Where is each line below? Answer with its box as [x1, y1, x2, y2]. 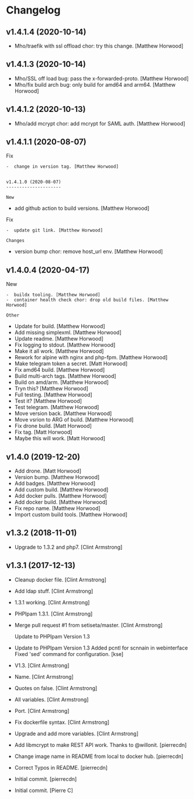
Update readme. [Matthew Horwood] [14, 335, 104, 342]
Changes [6, 238, 25, 244]
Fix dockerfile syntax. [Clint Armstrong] [14, 719, 110, 726]
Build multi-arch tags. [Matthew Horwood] [14, 373, 116, 380]
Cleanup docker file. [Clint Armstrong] [14, 576, 107, 583]
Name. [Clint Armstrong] [14, 673, 74, 680]
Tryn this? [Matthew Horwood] [14, 385, 89, 392]
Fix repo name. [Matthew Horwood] [14, 505, 101, 512]
